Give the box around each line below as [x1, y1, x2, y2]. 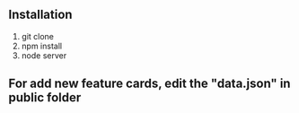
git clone [21, 30, 55, 41]
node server [21, 49, 67, 61]
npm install [21, 40, 63, 51]
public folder [8, 90, 82, 106]
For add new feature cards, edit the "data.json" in [8, 76, 291, 91]
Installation [8, 7, 73, 22]
